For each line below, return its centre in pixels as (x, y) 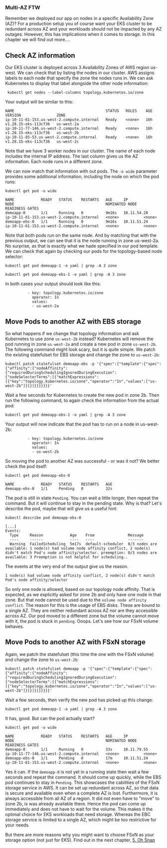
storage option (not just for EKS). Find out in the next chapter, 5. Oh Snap (80, 840)
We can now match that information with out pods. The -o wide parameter (81, 171)
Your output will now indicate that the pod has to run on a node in (72, 424)
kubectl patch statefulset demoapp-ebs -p (50, 364)
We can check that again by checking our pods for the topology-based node (84, 251)
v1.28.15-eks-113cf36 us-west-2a (42, 124)
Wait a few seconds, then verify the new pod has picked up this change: (79, 700)
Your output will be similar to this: (39, 102)
